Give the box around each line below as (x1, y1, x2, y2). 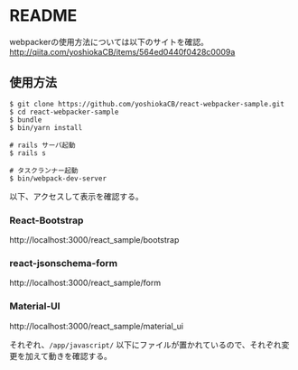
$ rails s (9, 148, 47, 158)
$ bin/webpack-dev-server (9, 173, 107, 183)
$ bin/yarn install (9, 123, 83, 132)
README (9, 5, 78, 26)
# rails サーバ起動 (9, 141, 76, 150)
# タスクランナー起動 (9, 166, 79, 175)
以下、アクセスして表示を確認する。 (9, 190, 144, 201)
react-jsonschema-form (9, 256, 118, 269)
